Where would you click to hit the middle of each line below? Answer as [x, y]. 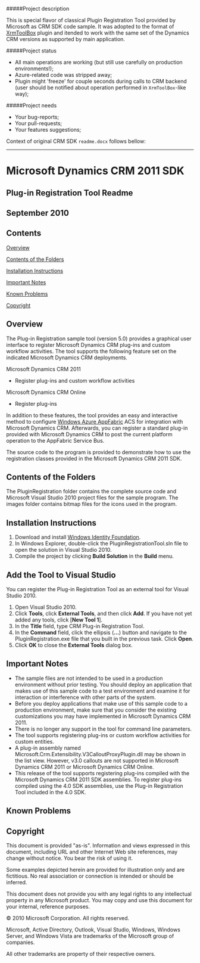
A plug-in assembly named [48, 748]
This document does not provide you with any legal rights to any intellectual [99, 894]
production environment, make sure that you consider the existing [96, 710]
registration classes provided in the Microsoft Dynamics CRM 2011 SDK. [94, 458]
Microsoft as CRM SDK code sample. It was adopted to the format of [90, 27]
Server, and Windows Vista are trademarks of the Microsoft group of [90, 936]
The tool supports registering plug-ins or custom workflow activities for [102, 735]
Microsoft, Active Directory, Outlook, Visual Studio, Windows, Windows [93, 930]
